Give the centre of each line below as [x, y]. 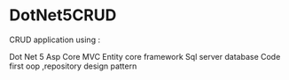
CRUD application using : [55, 40]
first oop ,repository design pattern [73, 66]
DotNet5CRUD [63, 15]
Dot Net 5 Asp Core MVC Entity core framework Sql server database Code [145, 56]
